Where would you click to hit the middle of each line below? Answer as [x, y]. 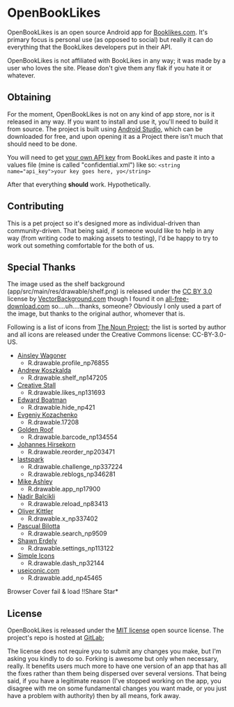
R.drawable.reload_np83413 [68, 504]
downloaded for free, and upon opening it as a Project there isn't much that [115, 136]
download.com [29, 306]
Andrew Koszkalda [44, 371]
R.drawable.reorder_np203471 [71, 452]
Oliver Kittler [35, 512]
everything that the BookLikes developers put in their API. [90, 47]
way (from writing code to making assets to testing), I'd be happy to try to [113, 238]
